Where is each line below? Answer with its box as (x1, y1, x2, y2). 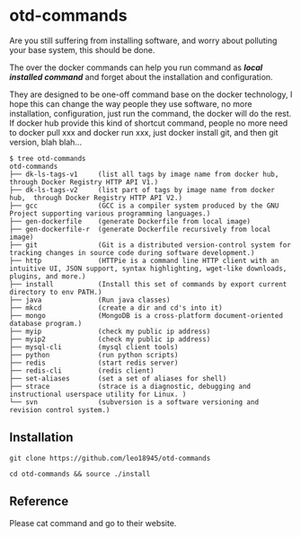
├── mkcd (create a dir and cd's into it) (9, 303, 223, 313)
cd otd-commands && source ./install (9, 469, 151, 479)
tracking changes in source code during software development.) (9, 248, 255, 257)
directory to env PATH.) (9, 287, 102, 296)
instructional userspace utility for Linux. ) (9, 390, 187, 399)
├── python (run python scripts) (9, 350, 179, 359)
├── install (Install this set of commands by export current (9, 279, 288, 288)
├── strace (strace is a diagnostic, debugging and (9, 382, 252, 391)
